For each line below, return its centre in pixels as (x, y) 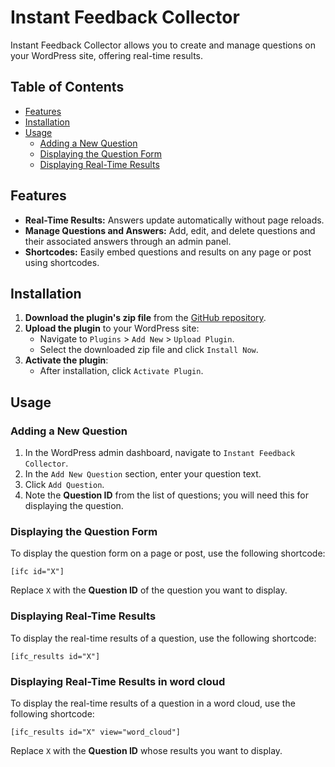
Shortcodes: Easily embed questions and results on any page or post (168, 252)
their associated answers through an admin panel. (128, 241)
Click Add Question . (64, 485)
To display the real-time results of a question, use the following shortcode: (163, 638)
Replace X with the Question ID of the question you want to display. (149, 590)
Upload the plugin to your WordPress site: (112, 328)
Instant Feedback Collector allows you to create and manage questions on (163, 45)
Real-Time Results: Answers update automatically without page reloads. (174, 220)
